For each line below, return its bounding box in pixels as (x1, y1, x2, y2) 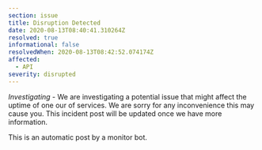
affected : (8, 56, 41, 64)
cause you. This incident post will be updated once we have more (8, 108, 222, 118)
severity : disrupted (8, 70, 77, 78)
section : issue (8, 11, 59, 20)
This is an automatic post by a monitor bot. (8, 132, 148, 142)
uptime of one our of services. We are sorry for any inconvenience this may (8, 100, 255, 110)
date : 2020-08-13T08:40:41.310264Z (8, 26, 126, 34)
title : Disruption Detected (8, 19, 101, 27)
